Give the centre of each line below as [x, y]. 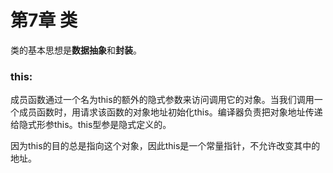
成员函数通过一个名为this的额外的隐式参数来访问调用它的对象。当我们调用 [162, 100]
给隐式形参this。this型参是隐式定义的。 [91, 125]
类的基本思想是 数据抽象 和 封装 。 [76, 50]
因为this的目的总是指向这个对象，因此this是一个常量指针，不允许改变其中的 [165, 146]
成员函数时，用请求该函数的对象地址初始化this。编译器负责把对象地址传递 [170, 112]
